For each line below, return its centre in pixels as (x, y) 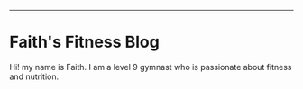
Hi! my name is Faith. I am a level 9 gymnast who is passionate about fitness (151, 67)
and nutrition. (34, 76)
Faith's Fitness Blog (84, 42)
